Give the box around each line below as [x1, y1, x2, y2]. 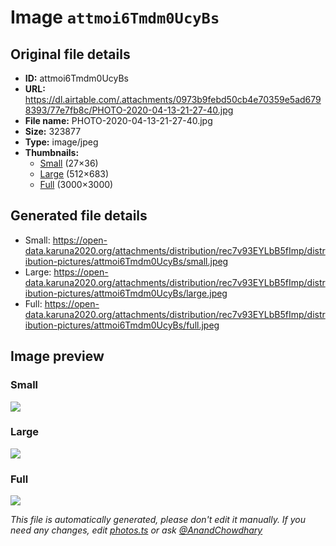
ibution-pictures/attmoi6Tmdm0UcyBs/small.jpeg [24, 255, 229, 267]
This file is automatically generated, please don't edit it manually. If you [10, 514, 307, 526]
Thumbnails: [24, 147, 80, 158]
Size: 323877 [24, 126, 82, 137]
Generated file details [10, 207, 148, 225]
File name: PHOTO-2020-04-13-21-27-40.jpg [24, 115, 213, 126]
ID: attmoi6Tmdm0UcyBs [24, 72, 130, 84]
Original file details [10, 46, 131, 63]
